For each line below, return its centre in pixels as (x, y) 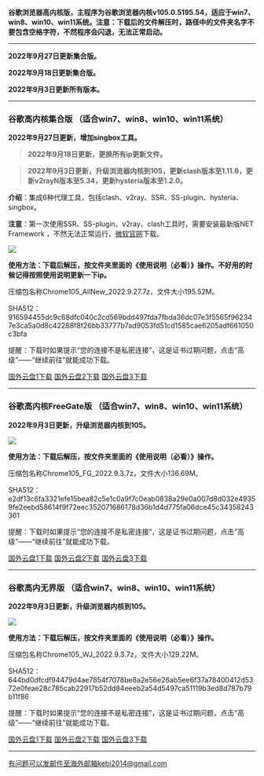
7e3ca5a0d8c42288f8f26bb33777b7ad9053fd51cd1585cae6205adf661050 (131, 326)
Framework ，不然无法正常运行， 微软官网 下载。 (86, 234)
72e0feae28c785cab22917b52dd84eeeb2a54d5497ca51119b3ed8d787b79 (130, 688)
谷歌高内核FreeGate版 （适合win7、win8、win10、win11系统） (128, 406)
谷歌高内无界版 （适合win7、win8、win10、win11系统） (114, 587)
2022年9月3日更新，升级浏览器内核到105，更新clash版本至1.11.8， (136, 171)
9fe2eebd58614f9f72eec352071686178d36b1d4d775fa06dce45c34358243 (131, 507)
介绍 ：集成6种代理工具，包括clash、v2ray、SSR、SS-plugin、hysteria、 (126, 198)
